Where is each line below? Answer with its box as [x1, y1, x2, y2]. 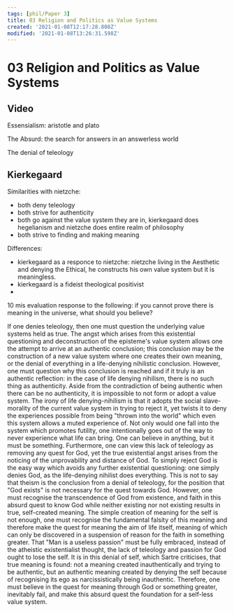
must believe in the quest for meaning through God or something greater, [7, 583, 218, 591]
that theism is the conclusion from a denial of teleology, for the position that [7, 478, 225, 487]
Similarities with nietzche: [7, 187, 81, 196]
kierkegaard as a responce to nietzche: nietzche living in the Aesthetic [17, 258, 220, 266]
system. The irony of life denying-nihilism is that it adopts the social [7, 397, 202, 405]
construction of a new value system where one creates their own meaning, [7, 352, 222, 361]
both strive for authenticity [17, 208, 94, 217]
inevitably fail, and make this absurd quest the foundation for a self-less [7, 590, 214, 599]
